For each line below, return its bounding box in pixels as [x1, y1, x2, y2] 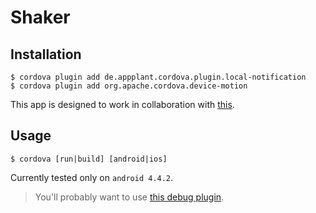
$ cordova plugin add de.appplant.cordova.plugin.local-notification [10, 72, 307, 82]
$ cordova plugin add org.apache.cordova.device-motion [10, 81, 248, 91]
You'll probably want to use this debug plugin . [34, 191, 225, 203]
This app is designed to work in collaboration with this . [10, 99, 235, 110]
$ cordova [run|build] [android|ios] [10, 154, 168, 164]
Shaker [10, 6, 71, 29]
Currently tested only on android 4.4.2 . [10, 171, 174, 183]
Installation [10, 46, 82, 63]
